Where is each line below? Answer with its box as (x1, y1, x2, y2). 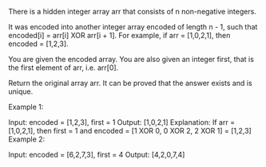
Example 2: (8, 134, 46, 144)
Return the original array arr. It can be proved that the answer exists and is (8, 79, 253, 87)
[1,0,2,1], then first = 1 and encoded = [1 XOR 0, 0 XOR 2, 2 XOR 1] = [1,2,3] (8, 126, 252, 135)
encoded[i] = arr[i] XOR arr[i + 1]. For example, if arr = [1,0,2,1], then (8, 31, 231, 40)
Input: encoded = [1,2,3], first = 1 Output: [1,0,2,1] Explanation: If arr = (8, 118, 236, 126)
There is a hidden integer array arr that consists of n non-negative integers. (8, 7, 257, 16)
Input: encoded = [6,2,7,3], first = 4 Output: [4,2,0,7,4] (8, 150, 185, 159)
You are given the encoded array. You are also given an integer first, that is (8, 55, 254, 64)
